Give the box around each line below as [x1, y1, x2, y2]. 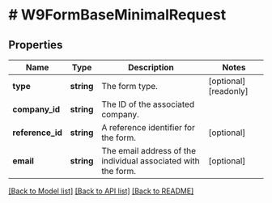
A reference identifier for [100, 122, 196, 133]
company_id [12, 104, 61, 115]
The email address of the [100, 146, 197, 156]
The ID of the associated [100, 99, 195, 110]
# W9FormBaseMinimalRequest [8, 6, 227, 24]
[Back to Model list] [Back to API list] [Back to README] [8, 186, 194, 196]
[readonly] [208, 86, 249, 96]
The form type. [100, 81, 158, 91]
